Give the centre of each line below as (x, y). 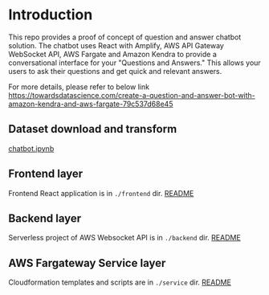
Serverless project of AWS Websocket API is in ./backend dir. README (124, 238)
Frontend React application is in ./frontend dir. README (101, 193)
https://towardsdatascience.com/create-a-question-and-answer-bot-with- (132, 95)
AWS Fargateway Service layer (87, 263)
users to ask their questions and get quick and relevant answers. (115, 71)
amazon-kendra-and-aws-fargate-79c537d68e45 (91, 104)
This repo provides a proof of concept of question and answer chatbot (125, 37)
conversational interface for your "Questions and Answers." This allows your (134, 63)
